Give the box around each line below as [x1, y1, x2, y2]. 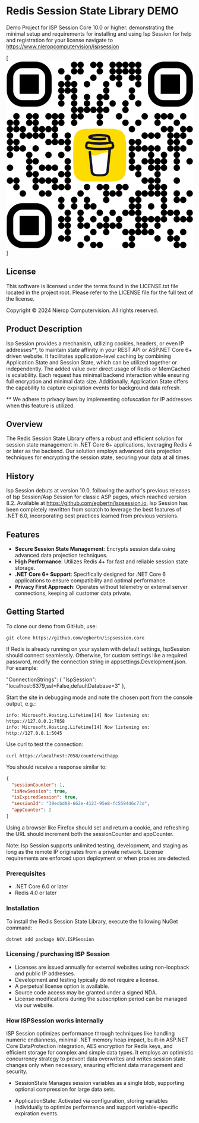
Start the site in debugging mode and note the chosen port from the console [6, 694, 193, 701]
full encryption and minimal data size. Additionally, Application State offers [6, 378, 188, 385]
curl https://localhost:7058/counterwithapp [6, 753, 118, 759]
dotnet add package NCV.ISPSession [6, 936, 94, 942]
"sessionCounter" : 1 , [11, 782, 65, 788]
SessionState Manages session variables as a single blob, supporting [14, 1080, 185, 1087]
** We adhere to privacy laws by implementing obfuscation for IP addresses [6, 395, 192, 403]
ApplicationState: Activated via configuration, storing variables [14, 1097, 168, 1105]
